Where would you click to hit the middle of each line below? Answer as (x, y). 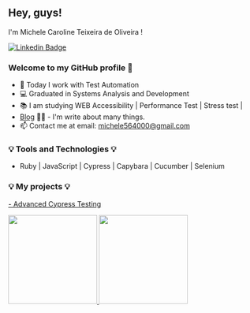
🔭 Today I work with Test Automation (79, 85)
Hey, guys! (35, 13)
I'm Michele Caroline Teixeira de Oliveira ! (76, 32)
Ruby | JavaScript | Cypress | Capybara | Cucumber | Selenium (122, 166)
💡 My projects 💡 (39, 187)
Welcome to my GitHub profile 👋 (71, 68)
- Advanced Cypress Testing (55, 203)
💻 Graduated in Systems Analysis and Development (104, 94)
